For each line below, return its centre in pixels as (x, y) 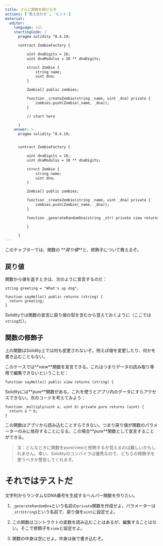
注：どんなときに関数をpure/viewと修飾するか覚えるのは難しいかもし (86, 447)
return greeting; (27, 301)
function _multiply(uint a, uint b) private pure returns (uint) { (75, 407)
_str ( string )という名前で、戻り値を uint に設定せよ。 (65, 512)
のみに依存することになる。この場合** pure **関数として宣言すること (86, 431)
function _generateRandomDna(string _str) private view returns (93, 218)
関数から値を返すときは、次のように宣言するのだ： (56, 279)
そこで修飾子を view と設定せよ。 (53, 528)
